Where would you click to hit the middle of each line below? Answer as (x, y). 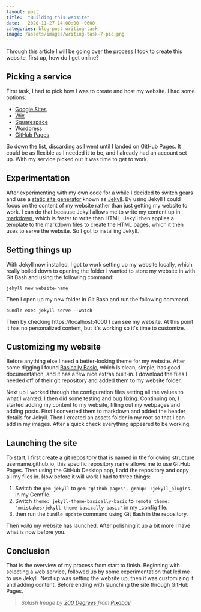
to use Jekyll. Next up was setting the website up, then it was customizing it (100, 578)
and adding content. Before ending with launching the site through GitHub (97, 585)
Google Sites (31, 109)
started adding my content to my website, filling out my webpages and (93, 405)
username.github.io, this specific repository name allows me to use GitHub (98, 464)
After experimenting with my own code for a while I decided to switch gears (100, 193)
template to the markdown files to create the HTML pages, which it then (95, 224)
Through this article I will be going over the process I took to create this (94, 51)
